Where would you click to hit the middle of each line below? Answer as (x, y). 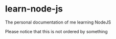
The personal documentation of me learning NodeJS (58, 22)
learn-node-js (34, 9)
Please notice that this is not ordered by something (56, 31)
